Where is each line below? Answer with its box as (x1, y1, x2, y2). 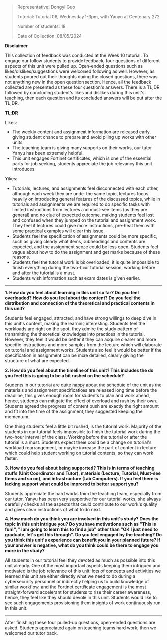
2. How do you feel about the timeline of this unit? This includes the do (5, 367, 154, 373)
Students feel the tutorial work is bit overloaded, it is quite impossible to (12, 259, 159, 265)
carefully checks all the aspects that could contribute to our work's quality (5, 501, 158, 507)
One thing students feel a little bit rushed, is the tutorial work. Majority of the (5, 423, 162, 429)
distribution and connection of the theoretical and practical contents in (5, 300, 155, 306)
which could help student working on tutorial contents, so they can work (5, 450, 153, 456)
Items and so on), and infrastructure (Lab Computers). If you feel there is (5, 476, 158, 481)
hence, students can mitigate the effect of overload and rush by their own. (5, 398, 158, 404)
